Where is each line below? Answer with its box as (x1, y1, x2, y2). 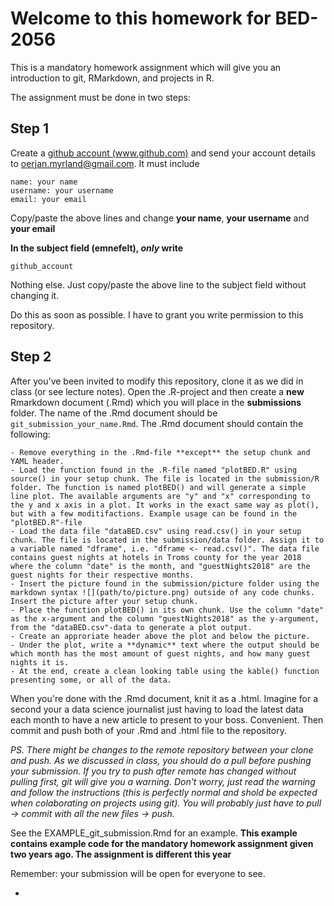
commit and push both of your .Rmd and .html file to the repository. (10, 724, 287, 736)
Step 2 (10, 348, 52, 366)
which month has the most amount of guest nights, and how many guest (10, 648, 311, 659)
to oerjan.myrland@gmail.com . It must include (10, 157, 200, 169)
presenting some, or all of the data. (10, 675, 172, 685)
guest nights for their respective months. (10, 570, 195, 580)
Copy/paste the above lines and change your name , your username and (10, 212, 310, 224)
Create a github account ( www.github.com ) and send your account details (10, 147, 316, 159)
